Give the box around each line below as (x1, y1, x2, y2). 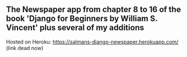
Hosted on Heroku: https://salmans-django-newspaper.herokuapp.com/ (6, 38, 179, 45)
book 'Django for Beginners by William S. (6, 14, 158, 24)
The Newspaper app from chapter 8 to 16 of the (6, 5, 181, 15)
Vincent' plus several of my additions (6, 23, 144, 33)
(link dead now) (6, 44, 44, 51)
